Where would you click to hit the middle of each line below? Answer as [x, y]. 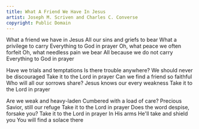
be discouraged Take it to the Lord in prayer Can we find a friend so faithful [99, 77]
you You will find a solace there [45, 120]
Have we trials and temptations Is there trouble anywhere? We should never [99, 70]
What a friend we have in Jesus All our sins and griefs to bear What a [91, 40]
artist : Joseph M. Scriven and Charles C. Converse [72, 17]
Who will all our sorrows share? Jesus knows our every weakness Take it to [99, 83]
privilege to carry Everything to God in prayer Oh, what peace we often [94, 46]
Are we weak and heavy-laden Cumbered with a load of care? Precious [94, 101]
